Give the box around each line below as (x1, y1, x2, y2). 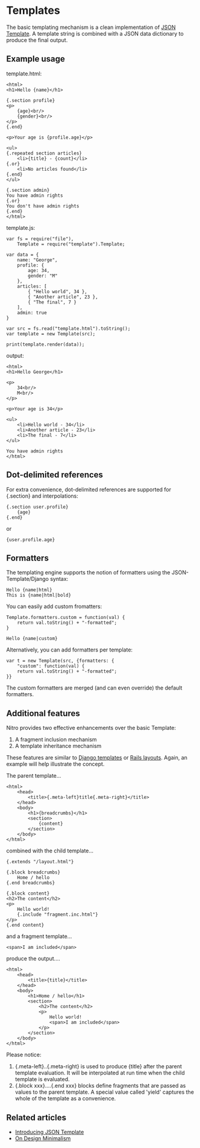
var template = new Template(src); (6, 331, 96, 337)
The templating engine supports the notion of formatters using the (6, 569, 170, 576)
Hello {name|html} (6, 587, 52, 593)
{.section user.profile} (6, 504, 69, 510)
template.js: (6, 224, 36, 231)
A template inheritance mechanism (14, 743, 102, 750)
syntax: (50, 576, 69, 583)
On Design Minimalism (14, 1135, 71, 1142)
